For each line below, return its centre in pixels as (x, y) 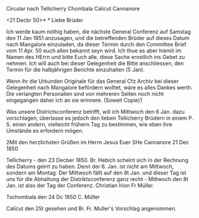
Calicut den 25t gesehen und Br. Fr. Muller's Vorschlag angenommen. (91, 208)
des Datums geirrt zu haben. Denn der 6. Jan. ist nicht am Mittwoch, (90, 166)
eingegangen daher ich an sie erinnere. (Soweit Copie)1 (74, 100)
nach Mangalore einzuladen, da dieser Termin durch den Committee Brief (96, 44)
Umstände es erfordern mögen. (45, 131)
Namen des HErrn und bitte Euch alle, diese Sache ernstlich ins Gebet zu (96, 57)
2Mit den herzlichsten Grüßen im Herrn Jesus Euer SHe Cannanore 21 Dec (98, 142)
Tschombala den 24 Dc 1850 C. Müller (53, 197)
